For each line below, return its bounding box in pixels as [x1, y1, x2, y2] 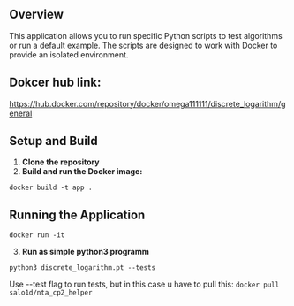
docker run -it [9, 231, 65, 240]
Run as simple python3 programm [21, 247, 150, 257]
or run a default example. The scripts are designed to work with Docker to [9, 40, 278, 50]
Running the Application [9, 207, 146, 222]
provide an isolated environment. [9, 49, 129, 60]
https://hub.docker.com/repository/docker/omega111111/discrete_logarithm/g [9, 98, 286, 109]
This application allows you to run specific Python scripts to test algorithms [9, 30, 283, 41]
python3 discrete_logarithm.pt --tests [9, 264, 156, 272]
